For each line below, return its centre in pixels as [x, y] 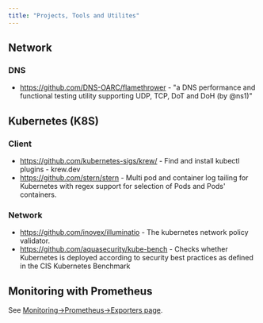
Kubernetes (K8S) [53, 121]
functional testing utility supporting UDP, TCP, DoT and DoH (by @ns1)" [136, 96]
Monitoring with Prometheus [80, 291]
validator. [34, 241]
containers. [38, 194]
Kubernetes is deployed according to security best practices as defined [136, 258]
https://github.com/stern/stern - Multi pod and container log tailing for [134, 178]
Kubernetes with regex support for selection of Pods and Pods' [122, 186]
